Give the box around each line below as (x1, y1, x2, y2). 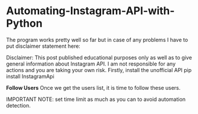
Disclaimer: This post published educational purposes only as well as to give (6, 54, 192, 61)
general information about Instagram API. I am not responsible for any (6, 60, 176, 67)
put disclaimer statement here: (6, 43, 81, 50)
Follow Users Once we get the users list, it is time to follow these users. (6, 84, 181, 91)
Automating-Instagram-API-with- (6, 4, 175, 18)
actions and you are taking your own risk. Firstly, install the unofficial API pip (6, 66, 192, 73)
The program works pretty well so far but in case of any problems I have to (6, 36, 188, 43)
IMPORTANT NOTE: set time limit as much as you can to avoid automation (6, 96, 186, 103)
